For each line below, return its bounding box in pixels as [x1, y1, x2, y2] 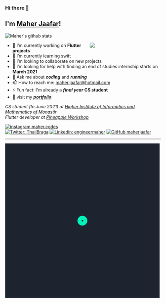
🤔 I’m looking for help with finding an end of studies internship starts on [12, 63, 158, 69]
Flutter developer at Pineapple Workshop [5, 114, 89, 120]
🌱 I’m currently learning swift [12, 53, 71, 59]
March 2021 [12, 69, 38, 75]
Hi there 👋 [5, 4, 30, 11]
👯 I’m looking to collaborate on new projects [12, 58, 102, 64]
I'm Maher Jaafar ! [5, 20, 61, 28]
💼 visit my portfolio [12, 94, 52, 100]
